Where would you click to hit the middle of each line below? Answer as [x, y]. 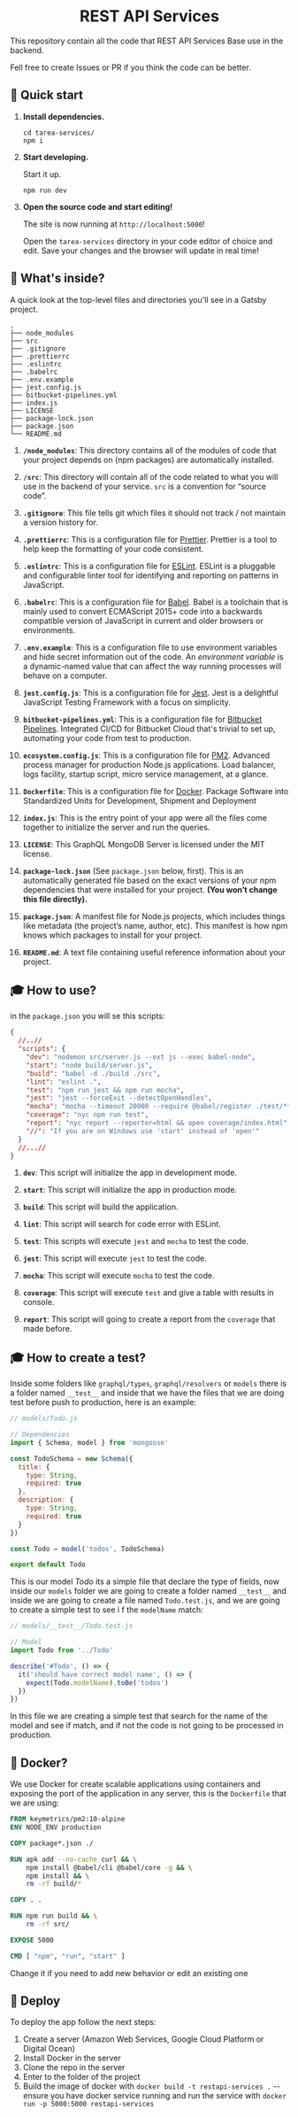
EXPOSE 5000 [32, 1940]
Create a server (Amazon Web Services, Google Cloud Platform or [143, 2039]
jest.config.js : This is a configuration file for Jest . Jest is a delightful [150, 692]
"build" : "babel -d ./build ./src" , [94, 1073]
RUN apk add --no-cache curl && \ [74, 1859]
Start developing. [56, 157]
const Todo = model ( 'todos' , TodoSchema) [88, 1549]
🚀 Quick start [46, 95]
